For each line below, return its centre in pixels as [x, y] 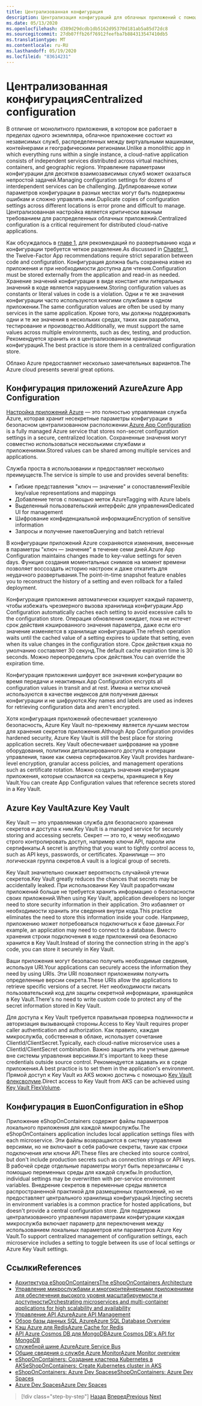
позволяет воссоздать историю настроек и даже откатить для [87, 569]
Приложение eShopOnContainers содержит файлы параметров [87, 1121]
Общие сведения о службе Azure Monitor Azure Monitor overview [97, 1352]
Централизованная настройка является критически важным [84, 212]
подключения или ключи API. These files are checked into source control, [98, 1153]
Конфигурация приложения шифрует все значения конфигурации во [94, 675]
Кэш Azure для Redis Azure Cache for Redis [69, 1327]
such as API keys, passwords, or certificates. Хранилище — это [86, 855]
